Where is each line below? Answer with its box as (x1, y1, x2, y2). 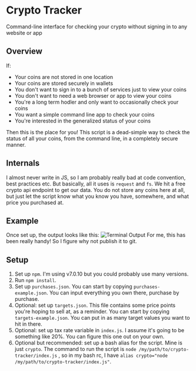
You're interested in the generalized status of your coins (14, 117, 151, 124)
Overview (6, 47, 43, 57)
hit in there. (14, 320, 42, 327)
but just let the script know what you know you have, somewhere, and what (6, 193, 190, 200)
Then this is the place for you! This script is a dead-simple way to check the (6, 128, 190, 135)
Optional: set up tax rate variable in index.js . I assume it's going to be (14, 327, 184, 334)
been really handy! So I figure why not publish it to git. (6, 238, 137, 245)
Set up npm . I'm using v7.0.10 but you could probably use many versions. (14, 270, 189, 277)
